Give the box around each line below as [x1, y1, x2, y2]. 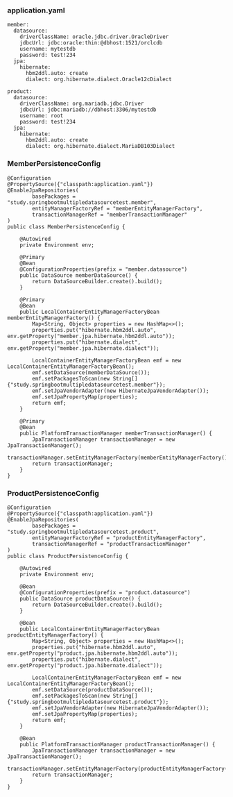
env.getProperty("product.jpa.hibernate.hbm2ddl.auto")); [7, 650, 178, 657]
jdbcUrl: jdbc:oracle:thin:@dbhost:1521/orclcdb [19, 40, 163, 47]
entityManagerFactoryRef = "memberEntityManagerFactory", [32, 205, 203, 212]
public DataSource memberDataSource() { [19, 271, 138, 279]
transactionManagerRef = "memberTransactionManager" [32, 211, 188, 218]
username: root [19, 112, 64, 119]
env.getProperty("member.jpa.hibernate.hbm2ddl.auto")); [7, 333, 175, 339]
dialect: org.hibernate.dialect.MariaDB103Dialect [25, 143, 175, 150]
